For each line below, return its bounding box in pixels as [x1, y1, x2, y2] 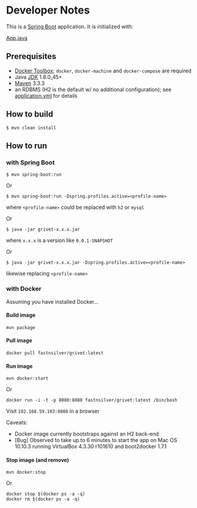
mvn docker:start [6, 376, 49, 381]
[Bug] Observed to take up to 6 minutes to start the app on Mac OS [14, 437, 178, 444]
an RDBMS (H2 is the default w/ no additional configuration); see [14, 86, 172, 93]
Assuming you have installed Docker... [6, 298, 99, 305]
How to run [6, 141, 48, 151]
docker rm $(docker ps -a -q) [6, 496, 81, 502]
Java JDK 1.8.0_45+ [14, 73, 63, 80]
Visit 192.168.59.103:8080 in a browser [6, 407, 100, 415]
